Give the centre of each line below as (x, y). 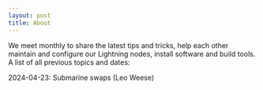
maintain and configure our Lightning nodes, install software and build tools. (132, 54)
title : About (30, 23)
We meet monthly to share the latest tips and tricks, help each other (118, 45)
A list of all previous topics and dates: (69, 62)
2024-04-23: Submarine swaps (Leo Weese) (81, 77)
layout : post (30, 15)
